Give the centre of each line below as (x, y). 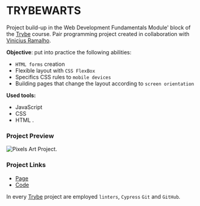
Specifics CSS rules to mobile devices (63, 77)
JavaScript (29, 107)
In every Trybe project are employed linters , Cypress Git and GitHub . (94, 196)
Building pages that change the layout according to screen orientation (105, 83)
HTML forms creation (40, 64)
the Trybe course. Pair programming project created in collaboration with (98, 34)
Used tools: (21, 95)
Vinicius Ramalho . (29, 40)
